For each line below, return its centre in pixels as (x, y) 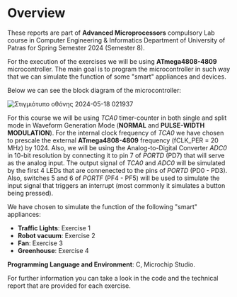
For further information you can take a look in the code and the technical (113, 278)
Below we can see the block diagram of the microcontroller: (94, 90)
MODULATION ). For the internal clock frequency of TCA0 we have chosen (116, 133)
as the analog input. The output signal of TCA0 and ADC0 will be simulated (116, 163)
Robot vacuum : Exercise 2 (56, 235)
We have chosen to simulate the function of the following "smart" (103, 206)
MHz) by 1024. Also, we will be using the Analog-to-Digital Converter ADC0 (117, 147)
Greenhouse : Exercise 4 (53, 250)
